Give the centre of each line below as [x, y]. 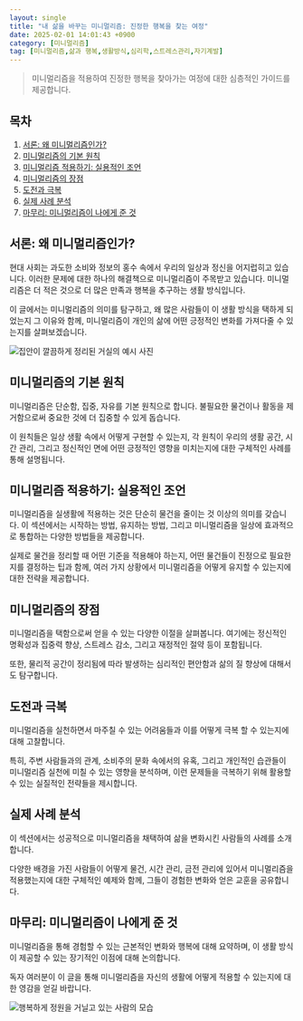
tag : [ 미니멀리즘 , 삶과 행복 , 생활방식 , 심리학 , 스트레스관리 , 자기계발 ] [116, 52]
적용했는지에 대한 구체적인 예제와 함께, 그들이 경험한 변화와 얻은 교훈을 [133, 880]
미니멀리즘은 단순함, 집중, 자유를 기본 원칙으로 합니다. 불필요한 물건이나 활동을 [147, 406]
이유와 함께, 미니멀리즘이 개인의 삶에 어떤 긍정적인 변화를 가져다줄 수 [164, 320]
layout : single [38, 18]
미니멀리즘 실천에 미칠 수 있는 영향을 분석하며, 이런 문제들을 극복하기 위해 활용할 [151, 772]
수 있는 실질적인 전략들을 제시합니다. [73, 783]
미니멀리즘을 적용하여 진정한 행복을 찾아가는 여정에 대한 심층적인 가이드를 [161, 79]
